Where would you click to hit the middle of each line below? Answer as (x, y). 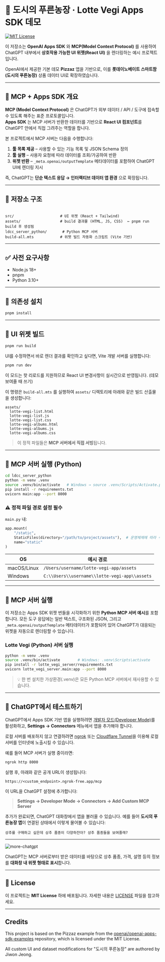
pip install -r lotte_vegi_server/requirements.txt (59, 665)
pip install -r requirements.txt (39, 490)
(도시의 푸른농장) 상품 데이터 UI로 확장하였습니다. (52, 75)
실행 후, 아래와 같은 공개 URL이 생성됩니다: (46, 772)
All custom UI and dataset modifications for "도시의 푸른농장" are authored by (82, 949)
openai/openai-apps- (135, 934)
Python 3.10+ (26, 280)
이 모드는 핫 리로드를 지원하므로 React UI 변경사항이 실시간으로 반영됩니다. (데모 (82, 375)
